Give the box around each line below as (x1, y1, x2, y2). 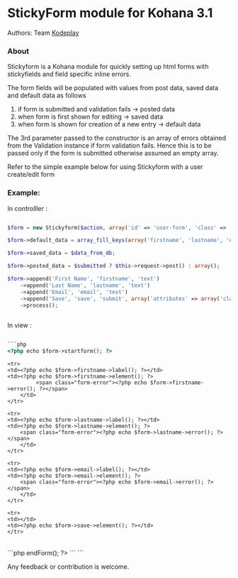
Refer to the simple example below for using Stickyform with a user (7, 163, 203, 171)
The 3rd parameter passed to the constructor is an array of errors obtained (7, 133, 227, 143)
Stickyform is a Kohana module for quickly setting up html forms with (7, 62, 209, 71)
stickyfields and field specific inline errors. (7, 70, 132, 79)
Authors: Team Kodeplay (7, 28, 79, 37)
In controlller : (7, 204, 48, 212)
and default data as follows (7, 91, 86, 100)
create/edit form (7, 170, 55, 179)
